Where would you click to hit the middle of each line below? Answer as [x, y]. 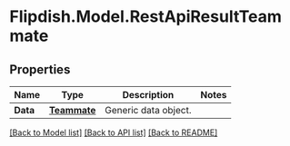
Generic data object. [148, 110]
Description [148, 95]
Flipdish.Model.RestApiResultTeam [145, 17]
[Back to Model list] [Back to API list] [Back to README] [114, 132]
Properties [40, 69]
